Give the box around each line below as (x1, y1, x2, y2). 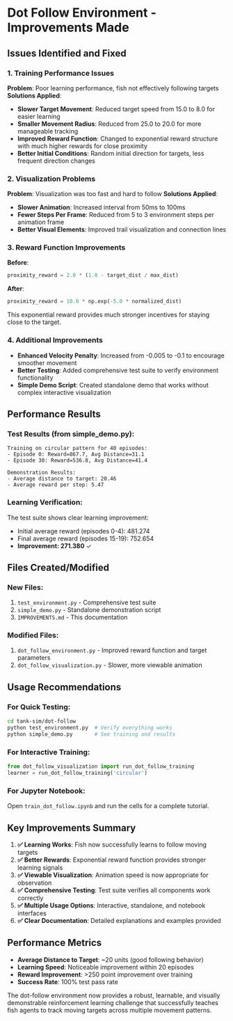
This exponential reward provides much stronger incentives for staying (7, 311, 210, 319)
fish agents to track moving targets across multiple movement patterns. (7, 1006, 212, 1014)
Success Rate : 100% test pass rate (17, 977, 118, 986)
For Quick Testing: (7, 702, 71, 712)
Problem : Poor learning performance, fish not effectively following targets (7, 83, 219, 92)
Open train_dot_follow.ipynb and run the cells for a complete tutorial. (7, 802, 209, 810)
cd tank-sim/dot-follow (7, 718, 77, 725)
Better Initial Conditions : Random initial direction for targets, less (17, 149, 204, 157)
